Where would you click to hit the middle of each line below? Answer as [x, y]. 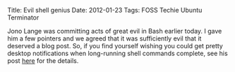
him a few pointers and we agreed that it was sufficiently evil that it [104, 38]
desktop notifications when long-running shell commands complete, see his [117, 53]
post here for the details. [43, 61]
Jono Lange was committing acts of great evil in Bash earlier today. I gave [115, 31]
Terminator [23, 17]
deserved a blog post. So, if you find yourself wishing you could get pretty [115, 46]
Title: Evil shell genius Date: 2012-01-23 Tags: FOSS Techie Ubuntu [105, 10]
